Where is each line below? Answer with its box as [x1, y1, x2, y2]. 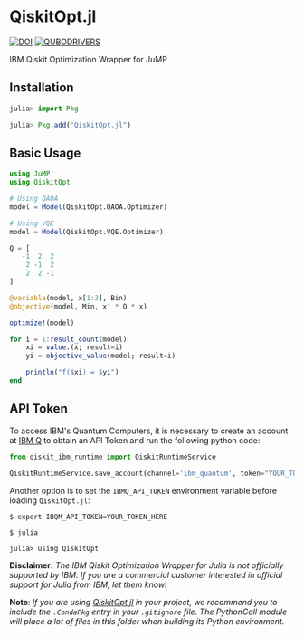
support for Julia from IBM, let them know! [9, 579, 167, 590]
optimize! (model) [9, 318, 75, 327]
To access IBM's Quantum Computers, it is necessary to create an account [9, 425, 289, 436]
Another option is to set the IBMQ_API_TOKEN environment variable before [9, 485, 278, 496]
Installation [9, 80, 74, 96]
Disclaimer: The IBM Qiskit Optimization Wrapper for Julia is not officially [9, 559, 284, 571]
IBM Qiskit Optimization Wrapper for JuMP [9, 53, 167, 64]
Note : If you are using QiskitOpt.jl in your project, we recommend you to [9, 596, 278, 607]
